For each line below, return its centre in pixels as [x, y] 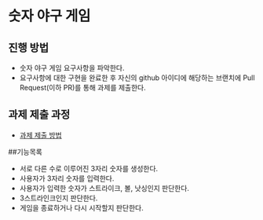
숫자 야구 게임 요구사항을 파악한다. [72, 68]
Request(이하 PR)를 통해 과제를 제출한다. [83, 88]
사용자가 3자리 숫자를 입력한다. [67, 178]
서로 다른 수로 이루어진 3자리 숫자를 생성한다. [89, 168]
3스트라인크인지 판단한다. [58, 198]
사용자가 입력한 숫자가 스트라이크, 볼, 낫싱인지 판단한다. [104, 188]
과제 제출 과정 [39, 115]
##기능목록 [26, 152]
